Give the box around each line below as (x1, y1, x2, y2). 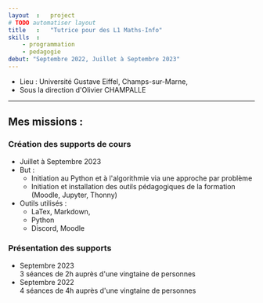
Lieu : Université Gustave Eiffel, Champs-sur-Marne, (19, 76, 189, 86)
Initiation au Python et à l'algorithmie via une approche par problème (31, 173, 253, 183)
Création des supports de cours (8, 139, 131, 150)
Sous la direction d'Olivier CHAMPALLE (19, 85, 146, 94)
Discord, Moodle (31, 223, 85, 232)
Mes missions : (8, 115, 84, 129)
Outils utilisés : (19, 198, 67, 208)
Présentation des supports (8, 243, 112, 254)
